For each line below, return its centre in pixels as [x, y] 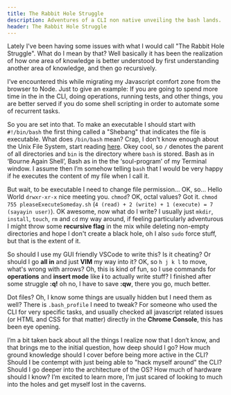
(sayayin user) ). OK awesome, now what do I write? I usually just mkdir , [110, 211]
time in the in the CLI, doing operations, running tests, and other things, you [115, 96]
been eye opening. [34, 327]
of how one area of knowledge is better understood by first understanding [113, 61]
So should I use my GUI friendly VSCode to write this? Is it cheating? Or [109, 254]
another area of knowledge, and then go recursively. [82, 68]
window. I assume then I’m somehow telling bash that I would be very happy [115, 169]
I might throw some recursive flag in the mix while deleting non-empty [108, 227]
